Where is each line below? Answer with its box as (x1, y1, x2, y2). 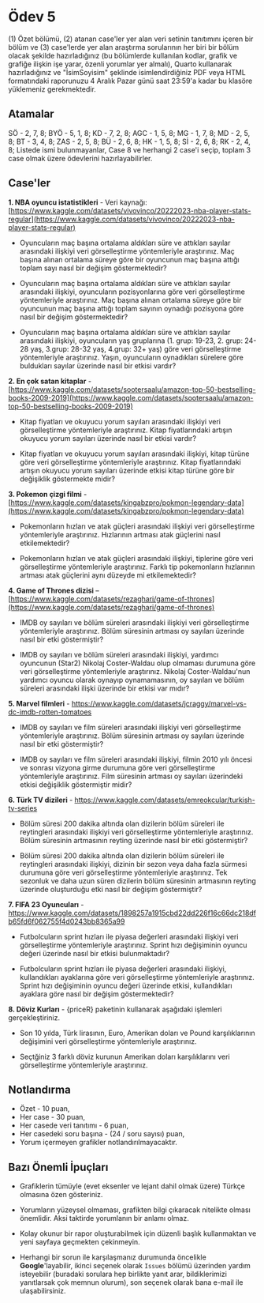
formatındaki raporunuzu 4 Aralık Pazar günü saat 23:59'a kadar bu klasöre (8, 76, 253, 85)
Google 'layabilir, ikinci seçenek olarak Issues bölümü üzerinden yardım (19, 1261, 251, 1271)
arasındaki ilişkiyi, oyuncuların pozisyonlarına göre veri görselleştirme (19, 287, 246, 296)
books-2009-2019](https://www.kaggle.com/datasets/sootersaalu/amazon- (8, 393, 254, 402)
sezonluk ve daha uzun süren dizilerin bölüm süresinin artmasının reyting (19, 876, 256, 885)
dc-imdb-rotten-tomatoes (8, 707, 92, 717)
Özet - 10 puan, (19, 1104, 70, 1113)
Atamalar (8, 107, 54, 121)
